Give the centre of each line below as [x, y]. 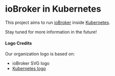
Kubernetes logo [29, 69]
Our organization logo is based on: [40, 54]
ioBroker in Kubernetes [53, 9]
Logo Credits [18, 43]
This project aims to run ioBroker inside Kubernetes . [58, 22]
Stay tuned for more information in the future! [51, 32]
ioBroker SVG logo [31, 63]
